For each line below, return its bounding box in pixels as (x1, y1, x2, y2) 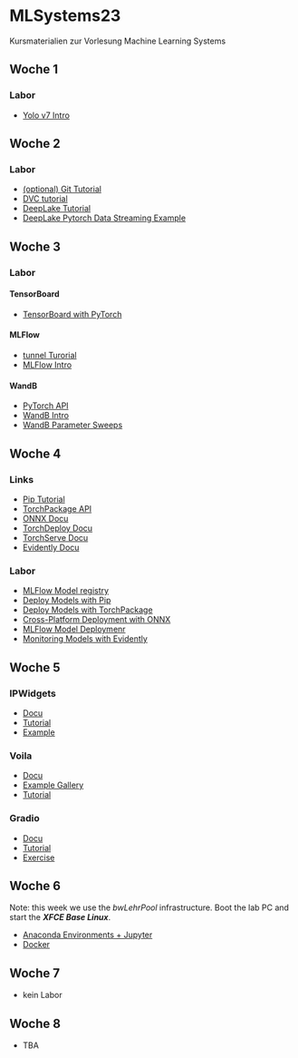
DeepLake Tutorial (22, 203, 91, 214)
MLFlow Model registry (22, 585, 110, 596)
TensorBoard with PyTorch (22, 309, 122, 319)
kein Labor (22, 990, 62, 1001)
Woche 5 (9, 660, 61, 675)
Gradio (9, 812, 40, 825)
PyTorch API (22, 400, 70, 411)
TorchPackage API (22, 503, 92, 514)
